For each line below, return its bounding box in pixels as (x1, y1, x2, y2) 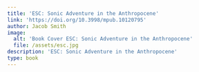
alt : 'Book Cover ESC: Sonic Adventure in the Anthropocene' (13, 36, 193, 43)
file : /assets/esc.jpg (13, 42, 79, 49)
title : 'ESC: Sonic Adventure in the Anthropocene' (7, 10, 159, 17)
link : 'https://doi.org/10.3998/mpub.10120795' (7, 16, 147, 23)
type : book (7, 55, 39, 62)
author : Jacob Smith (7, 23, 67, 29)
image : (7, 29, 26, 36)
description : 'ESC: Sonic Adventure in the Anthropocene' (7, 49, 178, 56)
